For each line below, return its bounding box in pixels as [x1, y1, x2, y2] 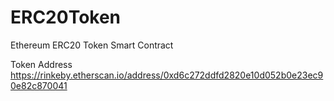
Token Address [10, 58, 73, 70]
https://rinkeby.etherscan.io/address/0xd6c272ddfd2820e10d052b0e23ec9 [10, 69, 324, 81]
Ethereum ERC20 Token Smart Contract [10, 39, 174, 51]
